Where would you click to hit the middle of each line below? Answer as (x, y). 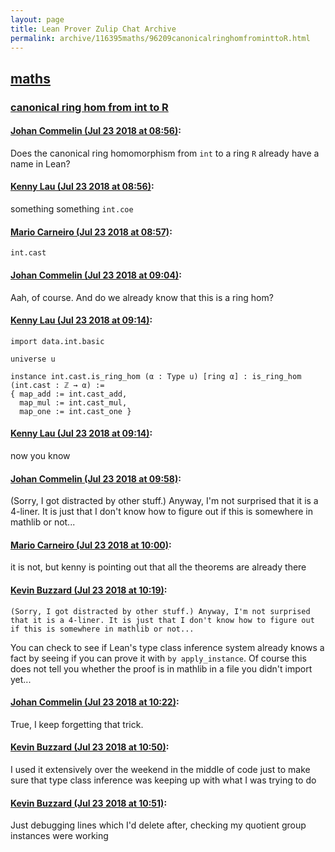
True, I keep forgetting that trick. (77, 724)
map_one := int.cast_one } (75, 411)
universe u (33, 359)
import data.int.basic (57, 341)
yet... (21, 679)
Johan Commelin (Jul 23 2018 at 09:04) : (96, 275)
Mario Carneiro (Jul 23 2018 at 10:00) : (91, 545)
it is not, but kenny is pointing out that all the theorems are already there (158, 567)
